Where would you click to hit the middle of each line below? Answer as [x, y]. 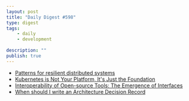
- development [34, 39]
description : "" [26, 50]
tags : [13, 28]
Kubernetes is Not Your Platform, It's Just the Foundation [85, 79]
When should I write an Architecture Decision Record [80, 91]
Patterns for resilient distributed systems [65, 72]
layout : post [22, 12]
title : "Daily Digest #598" [41, 17]
